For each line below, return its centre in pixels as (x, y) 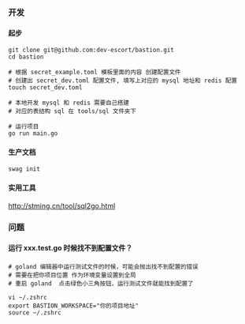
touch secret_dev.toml (45, 88)
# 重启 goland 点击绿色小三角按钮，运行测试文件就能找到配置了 (101, 283)
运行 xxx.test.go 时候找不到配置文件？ (71, 248)
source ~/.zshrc (35, 313)
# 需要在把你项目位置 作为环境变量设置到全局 (72, 275)
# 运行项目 (24, 127)
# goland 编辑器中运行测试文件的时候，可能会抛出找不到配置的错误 (103, 266)
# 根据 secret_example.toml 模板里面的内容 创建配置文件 (95, 73)
